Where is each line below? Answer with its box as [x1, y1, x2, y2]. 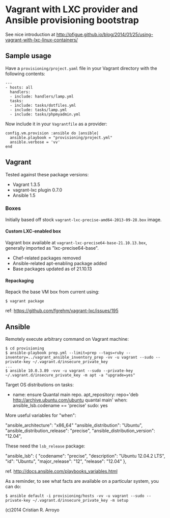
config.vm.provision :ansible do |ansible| [5, 130, 99, 136]
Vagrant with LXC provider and [5, 4, 138, 15]
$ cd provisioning [5, 346, 44, 351]
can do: [5, 484, 21, 490]
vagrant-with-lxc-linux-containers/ [5, 37, 78, 43]
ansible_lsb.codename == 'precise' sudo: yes [12, 403, 108, 409]
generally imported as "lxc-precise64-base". [5, 245, 99, 251]
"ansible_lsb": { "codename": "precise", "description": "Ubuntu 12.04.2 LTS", [5, 453, 165, 459]
